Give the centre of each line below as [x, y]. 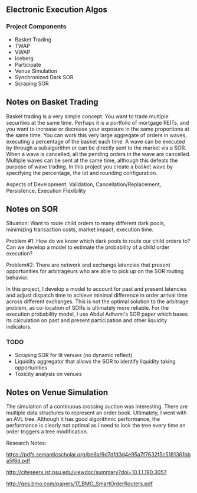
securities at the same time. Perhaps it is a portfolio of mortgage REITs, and [98, 122]
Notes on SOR [32, 209]
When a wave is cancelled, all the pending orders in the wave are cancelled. [98, 154]
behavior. [17, 278]
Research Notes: [26, 443]
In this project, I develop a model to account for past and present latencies [96, 289]
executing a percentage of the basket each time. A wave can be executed [96, 141]
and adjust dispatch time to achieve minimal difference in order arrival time [97, 296]
